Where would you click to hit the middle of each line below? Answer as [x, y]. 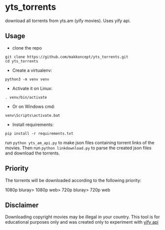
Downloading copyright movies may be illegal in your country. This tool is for [82, 217]
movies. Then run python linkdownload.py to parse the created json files [78, 148]
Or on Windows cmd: [34, 106]
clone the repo [27, 48]
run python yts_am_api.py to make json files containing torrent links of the [80, 142]
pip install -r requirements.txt [39, 133]
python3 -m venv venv [27, 79]
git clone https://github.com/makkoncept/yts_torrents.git [67, 57]
